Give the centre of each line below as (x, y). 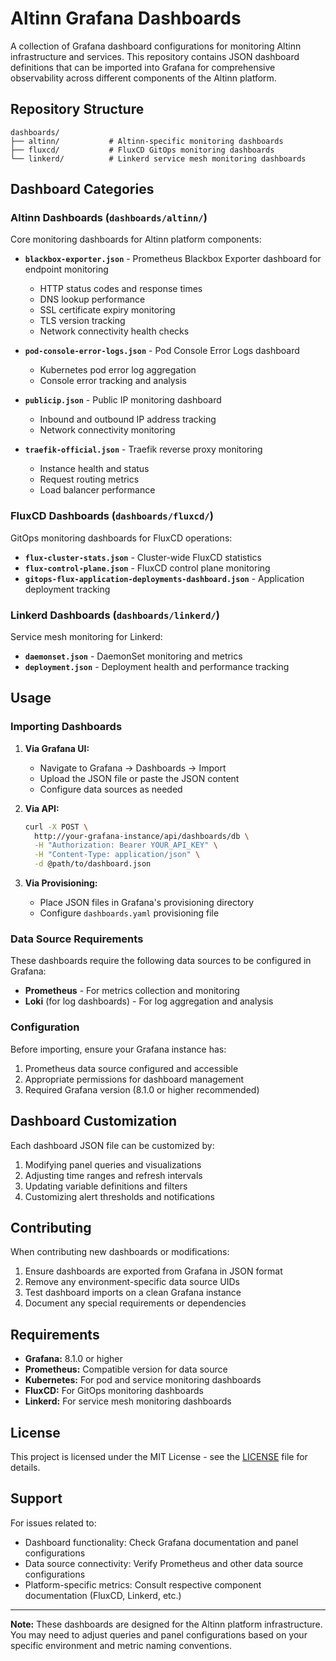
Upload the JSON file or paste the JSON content (139, 778)
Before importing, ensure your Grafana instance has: (118, 1049)
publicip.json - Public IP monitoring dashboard (123, 400)
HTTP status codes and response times (121, 289)
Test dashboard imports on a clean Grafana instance (133, 1293)
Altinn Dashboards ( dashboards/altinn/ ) (109, 218)
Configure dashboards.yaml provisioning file (129, 913)
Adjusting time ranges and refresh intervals (113, 1175)
